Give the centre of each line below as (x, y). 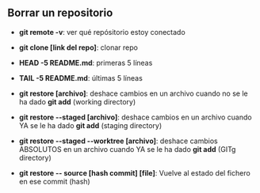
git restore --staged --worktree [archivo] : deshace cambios (119, 141)
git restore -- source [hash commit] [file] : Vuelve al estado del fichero (134, 172)
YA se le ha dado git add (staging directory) (90, 125)
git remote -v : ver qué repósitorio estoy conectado (102, 32)
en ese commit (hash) (54, 181)
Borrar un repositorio (60, 13)
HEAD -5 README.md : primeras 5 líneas (86, 62)
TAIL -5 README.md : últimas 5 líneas (81, 78)
